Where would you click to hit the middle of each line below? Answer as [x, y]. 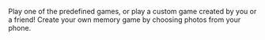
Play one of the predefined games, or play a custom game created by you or [132, 11]
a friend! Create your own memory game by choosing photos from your [125, 20]
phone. [20, 28]
